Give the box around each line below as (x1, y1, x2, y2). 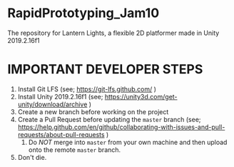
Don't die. (17, 153, 47, 161)
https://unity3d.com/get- (104, 92, 178, 101)
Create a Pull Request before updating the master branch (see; (17, 115, 201, 123)
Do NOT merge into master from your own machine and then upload (28, 138, 228, 146)
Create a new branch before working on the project (17, 107, 169, 116)
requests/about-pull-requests (17, 130, 105, 138)
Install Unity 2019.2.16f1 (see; (17, 92, 103, 101)
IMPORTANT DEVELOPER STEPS (7, 61, 203, 78)
